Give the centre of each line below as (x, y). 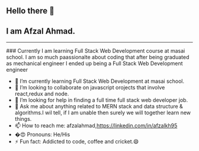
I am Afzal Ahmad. (41, 31)
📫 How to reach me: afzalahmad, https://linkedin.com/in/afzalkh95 (96, 126)
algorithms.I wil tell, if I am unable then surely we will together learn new (103, 113)
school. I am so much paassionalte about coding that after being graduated (98, 57)
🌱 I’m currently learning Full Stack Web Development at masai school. (99, 81)
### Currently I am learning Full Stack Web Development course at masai (96, 51)
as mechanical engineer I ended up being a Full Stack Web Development (94, 63)
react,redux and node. (42, 94)
